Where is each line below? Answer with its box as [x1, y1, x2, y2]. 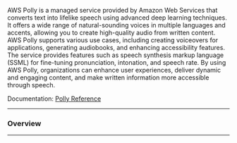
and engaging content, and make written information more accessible [7, 73, 209, 82]
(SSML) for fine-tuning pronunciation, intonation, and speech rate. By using [7, 58, 226, 66]
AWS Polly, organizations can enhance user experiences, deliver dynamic [7, 66, 221, 74]
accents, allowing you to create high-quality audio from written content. [7, 28, 216, 37]
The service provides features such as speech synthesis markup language [7, 51, 224, 59]
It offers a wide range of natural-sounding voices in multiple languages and [7, 21, 226, 29]
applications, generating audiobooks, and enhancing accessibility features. [7, 44, 226, 51]
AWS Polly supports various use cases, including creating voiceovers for [7, 36, 219, 44]
